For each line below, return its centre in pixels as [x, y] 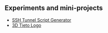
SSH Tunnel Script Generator [42, 20]
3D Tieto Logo [27, 25]
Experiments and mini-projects [54, 8]
